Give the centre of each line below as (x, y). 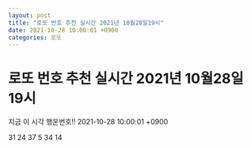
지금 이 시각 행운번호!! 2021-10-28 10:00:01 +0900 (88, 122)
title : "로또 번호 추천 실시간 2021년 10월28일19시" (86, 23)
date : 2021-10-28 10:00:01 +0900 (63, 30)
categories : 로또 (35, 37)
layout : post (30, 15)
